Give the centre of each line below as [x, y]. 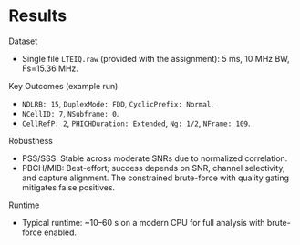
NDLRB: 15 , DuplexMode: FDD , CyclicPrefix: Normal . [117, 103]
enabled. [61, 232]
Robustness [31, 140]
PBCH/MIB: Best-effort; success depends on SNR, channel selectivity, [153, 168]
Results [38, 16]
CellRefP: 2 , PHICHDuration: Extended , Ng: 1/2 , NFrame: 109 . [136, 123]
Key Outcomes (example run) [63, 86]
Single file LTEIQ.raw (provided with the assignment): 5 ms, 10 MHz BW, [155, 58]
